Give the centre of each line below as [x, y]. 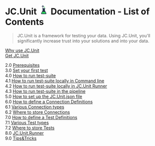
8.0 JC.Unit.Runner [25, 133]
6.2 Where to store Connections [38, 112]
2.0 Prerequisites [22, 65]
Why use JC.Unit [22, 50]
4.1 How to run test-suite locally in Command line [55, 81]
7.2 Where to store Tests [30, 128]
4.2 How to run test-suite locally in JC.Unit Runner [56, 86]
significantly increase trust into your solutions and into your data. [83, 41]
